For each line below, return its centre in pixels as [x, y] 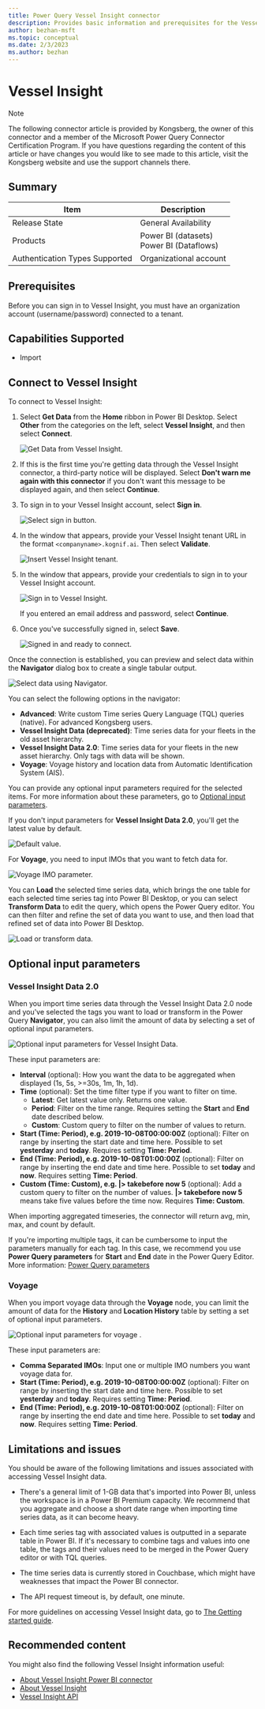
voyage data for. [46, 1374]
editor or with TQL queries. [63, 1557]
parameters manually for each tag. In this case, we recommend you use [125, 1248]
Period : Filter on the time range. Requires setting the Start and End [140, 1108]
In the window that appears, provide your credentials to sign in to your [134, 575]
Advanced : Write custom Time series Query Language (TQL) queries [132, 714]
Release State [37, 222]
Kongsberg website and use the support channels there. [99, 162]
